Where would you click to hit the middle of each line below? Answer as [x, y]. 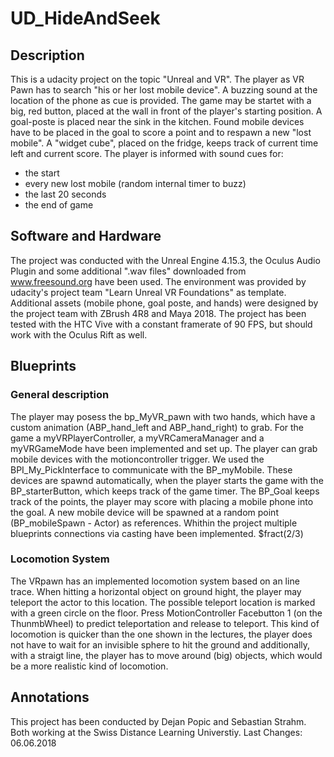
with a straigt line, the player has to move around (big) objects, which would [166, 655]
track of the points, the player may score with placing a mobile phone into [162, 501]
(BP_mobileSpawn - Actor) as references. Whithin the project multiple [154, 523]
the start [42, 173]
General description [60, 395]
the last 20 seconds [65, 194]
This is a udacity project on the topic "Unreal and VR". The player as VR [157, 79]
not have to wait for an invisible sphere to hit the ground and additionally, [160, 644]
